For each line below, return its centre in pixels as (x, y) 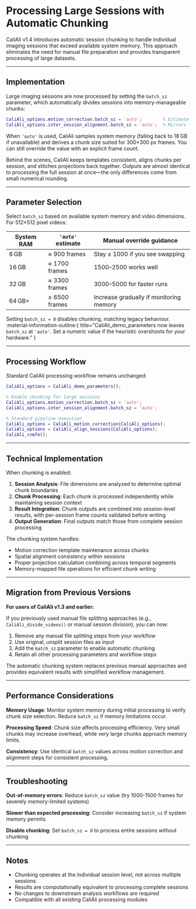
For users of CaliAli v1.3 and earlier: (50, 606)
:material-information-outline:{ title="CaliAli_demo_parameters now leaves (95, 325)
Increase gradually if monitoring (137, 297)
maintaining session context (48, 502)
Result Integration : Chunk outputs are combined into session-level (95, 509)
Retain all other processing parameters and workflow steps (85, 654)
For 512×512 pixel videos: (36, 222)
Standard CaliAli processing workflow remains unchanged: (76, 376)
